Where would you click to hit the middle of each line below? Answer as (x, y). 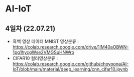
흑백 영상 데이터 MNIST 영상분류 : (46, 41)
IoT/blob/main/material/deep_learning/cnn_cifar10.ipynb (70, 69)
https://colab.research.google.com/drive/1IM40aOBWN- (71, 47)
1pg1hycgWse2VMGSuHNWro (43, 52)
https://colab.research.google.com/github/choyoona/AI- (71, 64)
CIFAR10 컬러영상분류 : (35, 58)
